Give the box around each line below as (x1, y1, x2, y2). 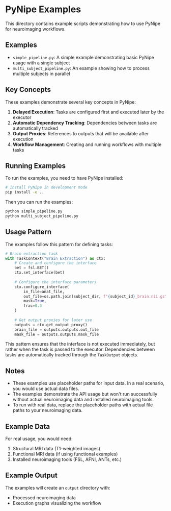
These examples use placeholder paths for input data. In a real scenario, (12, 380, 164, 386)
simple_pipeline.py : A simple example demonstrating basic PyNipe (12, 54, 154, 60)
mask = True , (23, 299, 47, 304)
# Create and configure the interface (14, 260, 97, 266)
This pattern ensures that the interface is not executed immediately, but (5, 341, 155, 347)
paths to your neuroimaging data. (12, 407, 83, 413)
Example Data (5, 422, 50, 431)
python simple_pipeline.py (5, 209, 63, 214)
